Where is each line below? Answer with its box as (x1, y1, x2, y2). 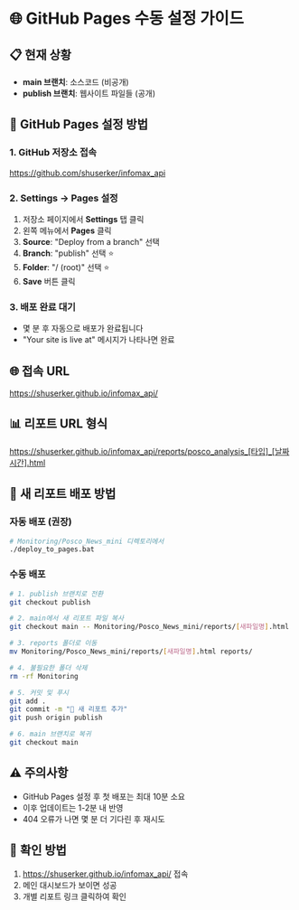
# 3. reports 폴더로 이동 (9, 639, 98, 648)
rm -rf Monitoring (9, 671, 79, 680)
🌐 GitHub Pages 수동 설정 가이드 (9, 8, 244, 29)
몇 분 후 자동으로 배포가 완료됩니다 (22, 323, 144, 334)
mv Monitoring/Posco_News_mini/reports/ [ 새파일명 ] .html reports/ (9, 647, 253, 656)
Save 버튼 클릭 (22, 276, 76, 286)
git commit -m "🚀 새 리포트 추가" (9, 705, 128, 714)
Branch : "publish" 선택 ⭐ (22, 248, 115, 258)
